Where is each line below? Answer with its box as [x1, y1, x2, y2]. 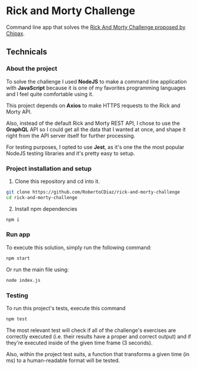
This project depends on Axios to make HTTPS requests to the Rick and [6, 102, 181, 109]
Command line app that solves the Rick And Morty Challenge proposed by [6, 24, 186, 31]
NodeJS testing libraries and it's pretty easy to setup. [6, 149, 135, 157]
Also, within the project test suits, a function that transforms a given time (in [6, 350, 190, 357]
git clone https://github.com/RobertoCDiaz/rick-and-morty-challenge [6, 189, 181, 195]
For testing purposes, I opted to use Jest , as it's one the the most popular [6, 143, 185, 151]
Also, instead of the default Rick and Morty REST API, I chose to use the [6, 119, 181, 127]
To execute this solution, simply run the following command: [6, 244, 152, 251]
